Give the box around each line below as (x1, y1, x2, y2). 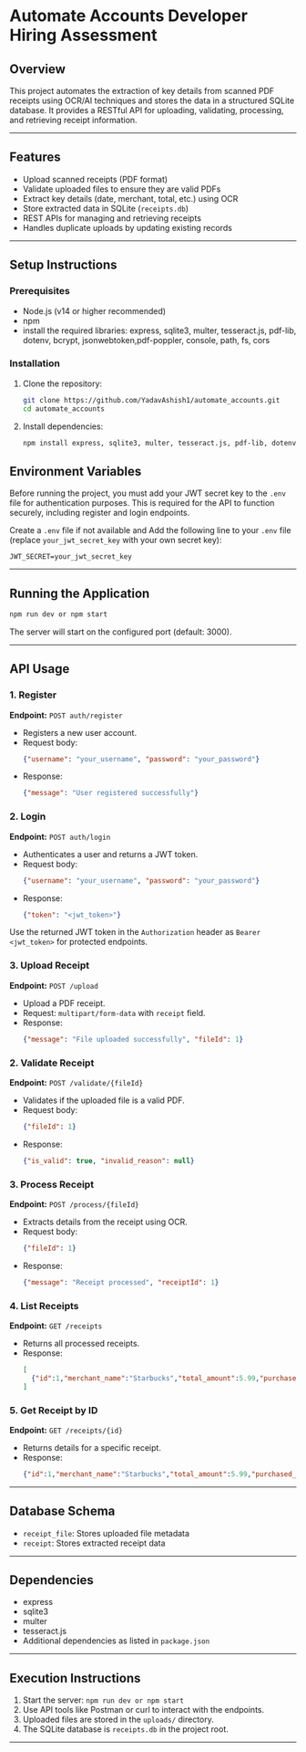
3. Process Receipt (9, 1178, 94, 1191)
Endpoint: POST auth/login (9, 831, 111, 842)
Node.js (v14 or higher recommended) (22, 305, 167, 316)
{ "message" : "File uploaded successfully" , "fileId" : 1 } (22, 1034, 244, 1044)
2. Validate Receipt (9, 1056, 95, 1069)
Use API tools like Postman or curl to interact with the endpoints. (22, 1705, 265, 1715)
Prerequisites (9, 285, 70, 298)
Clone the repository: (22, 378, 103, 389)
